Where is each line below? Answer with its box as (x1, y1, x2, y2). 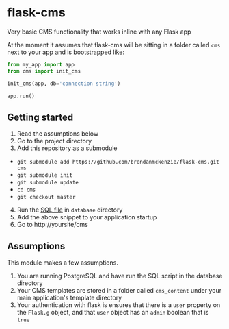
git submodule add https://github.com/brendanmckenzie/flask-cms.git (16, 159, 220, 166)
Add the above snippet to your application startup (16, 213, 157, 221)
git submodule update (16, 180, 79, 186)
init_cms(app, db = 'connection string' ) (7, 80, 121, 87)
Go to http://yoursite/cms (16, 221, 89, 229)
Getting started (7, 111, 74, 123)
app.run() (7, 93, 36, 99)
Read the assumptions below (16, 130, 99, 138)
